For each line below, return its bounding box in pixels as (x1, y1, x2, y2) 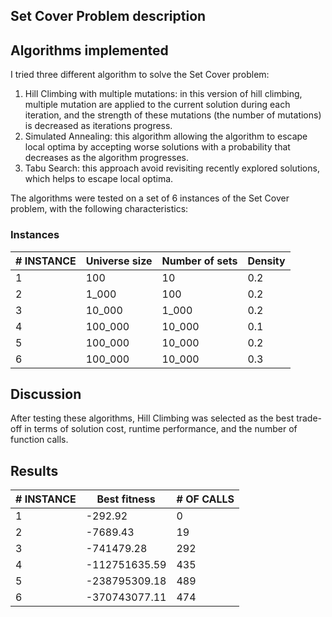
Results (10, 462, 59, 479)
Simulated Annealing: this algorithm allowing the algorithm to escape (24, 130, 308, 143)
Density (247, 254, 286, 268)
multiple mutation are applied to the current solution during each (24, 99, 291, 111)
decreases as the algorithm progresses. (24, 152, 189, 164)
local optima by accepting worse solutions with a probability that (24, 141, 291, 153)
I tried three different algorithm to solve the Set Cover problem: (10, 69, 270, 81)
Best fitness (96, 492, 156, 506)
